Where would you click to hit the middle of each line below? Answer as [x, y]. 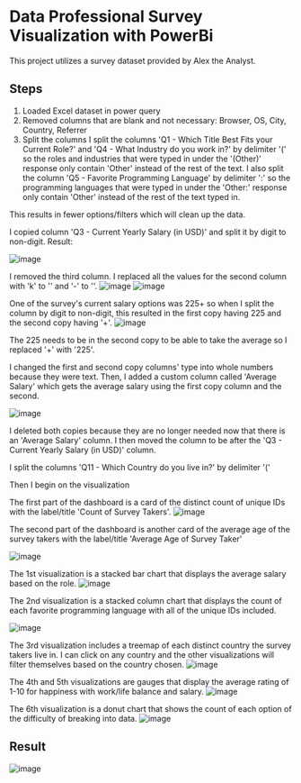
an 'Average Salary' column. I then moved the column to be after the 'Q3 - [146, 440]
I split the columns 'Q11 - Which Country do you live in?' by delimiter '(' [140, 467]
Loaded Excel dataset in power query [91, 111]
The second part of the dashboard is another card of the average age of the [150, 529]
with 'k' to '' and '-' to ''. [53, 286]
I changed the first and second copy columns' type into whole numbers [142, 367]
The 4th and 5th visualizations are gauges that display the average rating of [149, 681]
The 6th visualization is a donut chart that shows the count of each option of [150, 708]
